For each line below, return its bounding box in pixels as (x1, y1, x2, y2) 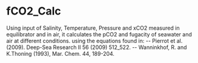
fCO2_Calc (6, 4, 62, 18)
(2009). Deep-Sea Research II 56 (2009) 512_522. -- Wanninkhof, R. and (6, 44, 187, 51)
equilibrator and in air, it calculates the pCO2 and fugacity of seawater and (6, 30, 192, 38)
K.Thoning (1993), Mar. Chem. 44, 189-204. (6, 50, 115, 57)
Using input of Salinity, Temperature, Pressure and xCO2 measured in (6, 24, 180, 31)
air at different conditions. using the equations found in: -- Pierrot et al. (6, 37, 183, 44)
